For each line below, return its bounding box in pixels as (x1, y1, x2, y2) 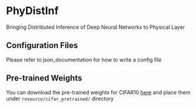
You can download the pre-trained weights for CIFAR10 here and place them (6, 89, 191, 96)
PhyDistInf (6, 4, 59, 18)
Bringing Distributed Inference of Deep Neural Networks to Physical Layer (6, 23, 185, 31)
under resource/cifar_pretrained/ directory (6, 95, 114, 102)
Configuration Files (6, 41, 78, 50)
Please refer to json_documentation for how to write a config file (6, 56, 162, 63)
